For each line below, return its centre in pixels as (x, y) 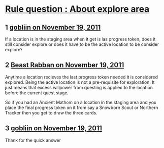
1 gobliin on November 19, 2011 (53, 27)
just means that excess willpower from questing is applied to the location (79, 87)
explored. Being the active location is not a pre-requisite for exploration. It (80, 82)
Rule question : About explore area (77, 9)
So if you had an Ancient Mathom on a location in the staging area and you (81, 102)
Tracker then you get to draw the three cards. (51, 112)
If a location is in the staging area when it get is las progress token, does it (81, 39)
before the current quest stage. (37, 93)
